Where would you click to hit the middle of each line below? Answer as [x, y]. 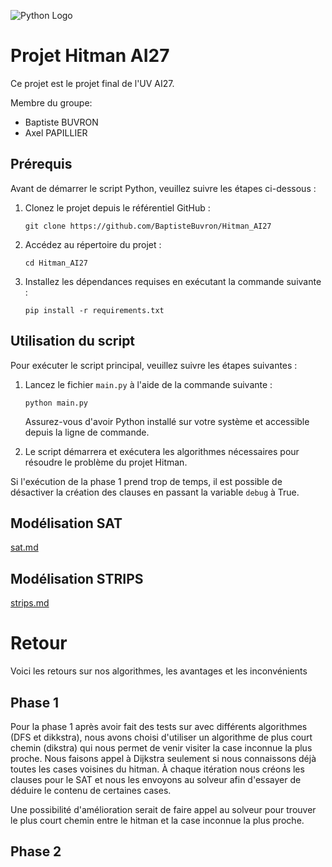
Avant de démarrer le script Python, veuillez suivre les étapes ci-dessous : [163, 188]
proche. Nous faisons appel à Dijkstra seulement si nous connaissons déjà [163, 758]
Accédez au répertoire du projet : [93, 244]
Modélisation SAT [66, 523]
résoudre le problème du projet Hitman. [106, 462]
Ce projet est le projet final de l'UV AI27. [92, 83]
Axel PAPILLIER [56, 132]
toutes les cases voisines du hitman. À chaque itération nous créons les [157, 769]
